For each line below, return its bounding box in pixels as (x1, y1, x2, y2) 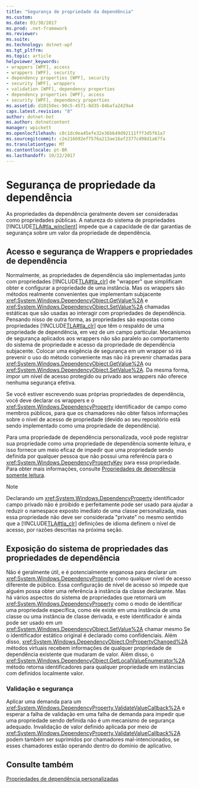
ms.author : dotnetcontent (6, 120, 70, 125)
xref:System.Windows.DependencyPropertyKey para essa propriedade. (6, 459, 181, 466)
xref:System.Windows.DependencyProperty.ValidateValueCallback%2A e (6, 704, 185, 711)
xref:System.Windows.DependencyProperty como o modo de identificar (6, 600, 182, 607)
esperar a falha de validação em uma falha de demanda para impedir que (6, 711, 185, 718)
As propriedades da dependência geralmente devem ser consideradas (6, 211, 179, 218)
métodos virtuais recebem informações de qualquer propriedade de (6, 644, 172, 651)
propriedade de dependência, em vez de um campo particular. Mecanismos (6, 328, 191, 336)
